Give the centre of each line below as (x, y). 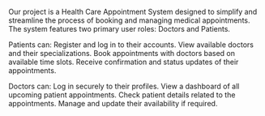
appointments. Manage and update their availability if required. (113, 103)
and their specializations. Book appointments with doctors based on (122, 53)
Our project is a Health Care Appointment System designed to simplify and (133, 12)
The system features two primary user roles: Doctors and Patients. (120, 29)
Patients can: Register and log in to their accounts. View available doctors (131, 45)
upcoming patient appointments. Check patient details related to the (122, 95)
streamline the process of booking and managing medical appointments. (129, 20)
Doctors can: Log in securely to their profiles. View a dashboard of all (124, 86)
